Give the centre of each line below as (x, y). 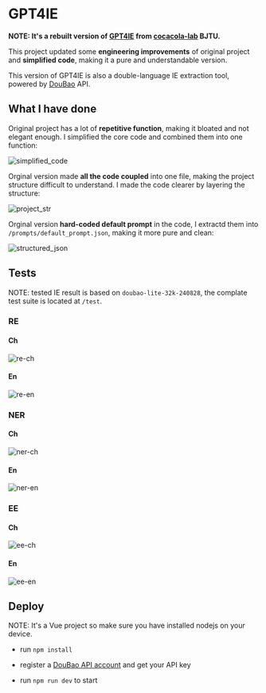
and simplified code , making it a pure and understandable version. (118, 60)
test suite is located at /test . (55, 301)
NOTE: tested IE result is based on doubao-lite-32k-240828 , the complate (128, 292)
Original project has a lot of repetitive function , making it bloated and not (129, 128)
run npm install (46, 649)
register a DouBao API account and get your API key (105, 665)
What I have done (53, 109)
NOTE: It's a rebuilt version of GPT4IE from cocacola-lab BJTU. (114, 36)
